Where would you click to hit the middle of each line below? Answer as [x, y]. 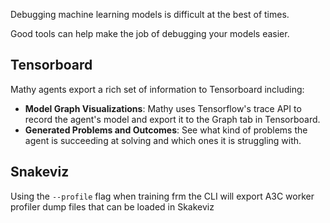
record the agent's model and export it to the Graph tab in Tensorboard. [172, 119]
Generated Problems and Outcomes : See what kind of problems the [166, 130]
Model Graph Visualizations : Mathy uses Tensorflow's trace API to [163, 108]
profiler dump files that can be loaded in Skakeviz [112, 206]
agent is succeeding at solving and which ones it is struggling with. [163, 140]
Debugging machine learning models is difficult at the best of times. [150, 14]
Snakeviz [40, 172]
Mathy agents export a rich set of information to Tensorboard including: [157, 89]
